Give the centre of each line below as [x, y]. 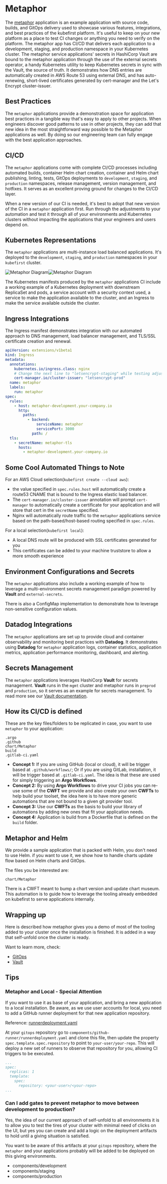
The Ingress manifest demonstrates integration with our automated [74, 331]
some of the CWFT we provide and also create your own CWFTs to [90, 791]
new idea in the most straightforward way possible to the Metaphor [74, 129]
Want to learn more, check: [33, 947]
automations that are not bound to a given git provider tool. [73, 801]
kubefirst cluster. [23, 263]
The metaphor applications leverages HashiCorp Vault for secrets [72, 680]
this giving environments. [31, 1156]
